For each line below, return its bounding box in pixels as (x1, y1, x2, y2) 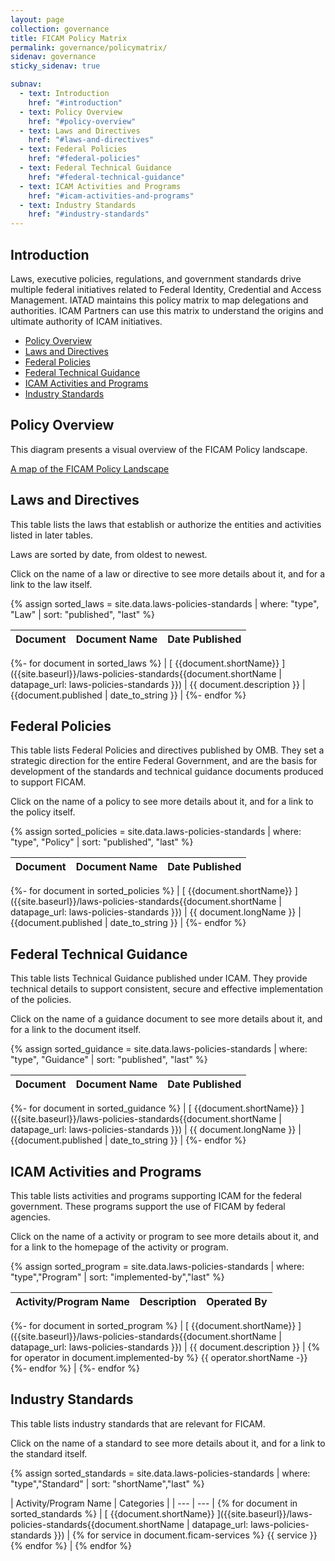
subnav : (10, 79, 43, 90)
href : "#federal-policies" (28, 154, 141, 164)
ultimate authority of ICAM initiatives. (10, 315, 163, 327)
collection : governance (10, 24, 110, 34)
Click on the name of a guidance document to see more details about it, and (10, 1013, 323, 1025)
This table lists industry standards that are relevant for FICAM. (10, 1417, 266, 1430)
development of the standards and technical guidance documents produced (10, 766, 324, 778)
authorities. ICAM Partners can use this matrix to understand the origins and (10, 304, 324, 316)
